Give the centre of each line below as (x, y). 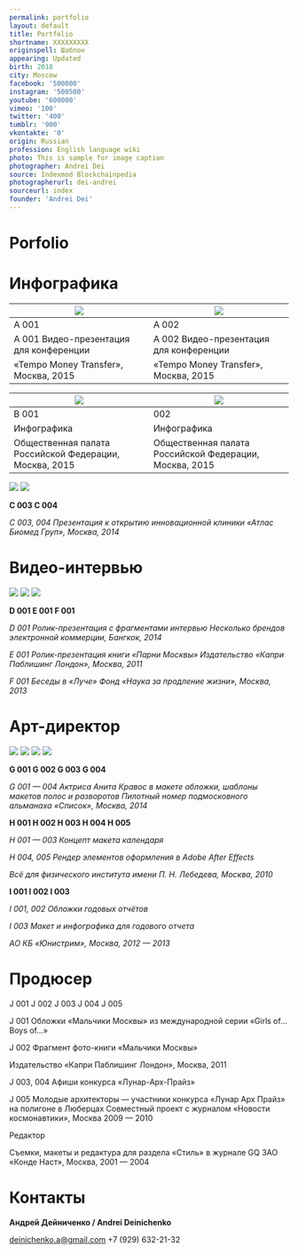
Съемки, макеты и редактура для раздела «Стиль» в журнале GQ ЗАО (144, 1152)
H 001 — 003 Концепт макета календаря (86, 839)
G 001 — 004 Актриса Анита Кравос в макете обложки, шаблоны (134, 786)
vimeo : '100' (33, 108)
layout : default (39, 26)
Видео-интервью (76, 568)
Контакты (47, 1198)
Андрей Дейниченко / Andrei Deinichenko (90, 1222)
